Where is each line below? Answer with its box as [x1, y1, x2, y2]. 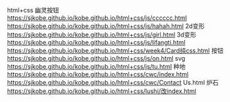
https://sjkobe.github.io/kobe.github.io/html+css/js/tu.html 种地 [7, 63, 186, 70]
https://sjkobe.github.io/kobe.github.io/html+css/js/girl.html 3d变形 [7, 30, 197, 39]
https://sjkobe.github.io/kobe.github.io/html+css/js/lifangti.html [7, 39, 185, 46]
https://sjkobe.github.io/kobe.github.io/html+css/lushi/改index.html [7, 87, 197, 95]
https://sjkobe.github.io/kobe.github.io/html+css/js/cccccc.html [7, 14, 187, 22]
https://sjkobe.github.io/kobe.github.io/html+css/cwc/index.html [7, 70, 189, 78]
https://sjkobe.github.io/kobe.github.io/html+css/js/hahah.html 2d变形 [7, 22, 205, 30]
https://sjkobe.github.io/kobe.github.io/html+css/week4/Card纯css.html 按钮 [7, 47, 224, 54]
